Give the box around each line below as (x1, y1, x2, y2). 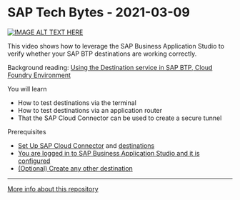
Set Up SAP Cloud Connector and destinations (17, 141, 155, 150)
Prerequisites (7, 127, 46, 136)
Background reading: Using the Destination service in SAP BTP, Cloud (7, 63, 213, 71)
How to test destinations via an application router (17, 106, 163, 114)
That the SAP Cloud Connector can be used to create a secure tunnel (17, 114, 222, 122)
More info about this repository (7, 184, 99, 193)
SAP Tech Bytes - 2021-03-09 (7, 4, 191, 21)
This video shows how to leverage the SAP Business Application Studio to (7, 41, 225, 50)
